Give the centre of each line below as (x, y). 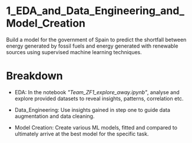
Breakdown (34, 76)
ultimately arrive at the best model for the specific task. (82, 134)
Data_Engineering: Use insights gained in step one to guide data (92, 109)
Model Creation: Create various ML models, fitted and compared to (96, 127)
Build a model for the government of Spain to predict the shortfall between (96, 39)
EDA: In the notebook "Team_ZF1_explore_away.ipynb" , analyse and (97, 92)
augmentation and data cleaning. (54, 116)
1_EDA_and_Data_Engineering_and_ (95, 11)
